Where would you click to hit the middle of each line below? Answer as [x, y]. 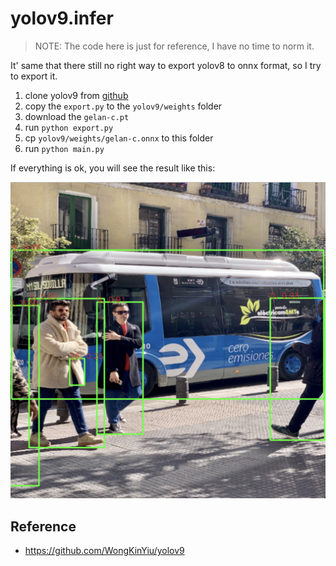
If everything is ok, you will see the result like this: [113, 168]
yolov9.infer [62, 18]
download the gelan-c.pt [77, 116]
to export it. [34, 76]
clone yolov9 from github [76, 95]
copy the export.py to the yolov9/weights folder [123, 106]
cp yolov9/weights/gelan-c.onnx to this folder [119, 138]
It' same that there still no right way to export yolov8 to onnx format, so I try [166, 65]
